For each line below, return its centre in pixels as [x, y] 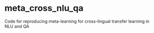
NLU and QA [17, 26]
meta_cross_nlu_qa [44, 8]
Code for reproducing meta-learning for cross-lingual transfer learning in [77, 21]
